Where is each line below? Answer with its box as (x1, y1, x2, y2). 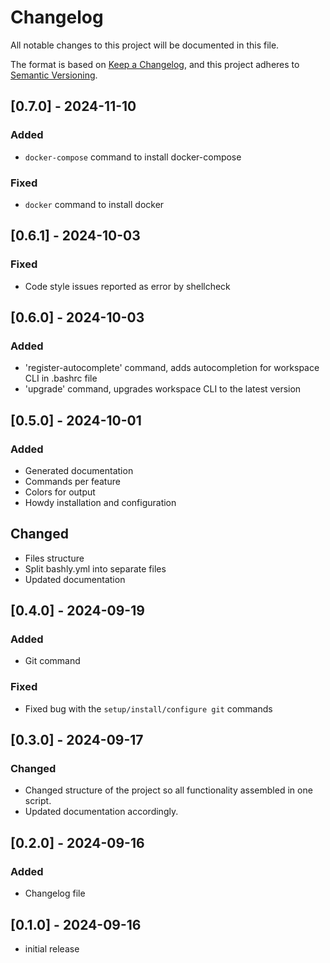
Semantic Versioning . (10, 69, 98, 81)
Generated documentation (24, 464, 134, 476)
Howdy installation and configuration (24, 496, 177, 508)
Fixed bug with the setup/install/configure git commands (24, 702, 273, 715)
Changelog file (24, 887, 86, 900)
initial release (24, 942, 80, 955)
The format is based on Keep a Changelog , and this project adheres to (10, 58, 300, 70)
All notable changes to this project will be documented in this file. (10, 39, 280, 51)
